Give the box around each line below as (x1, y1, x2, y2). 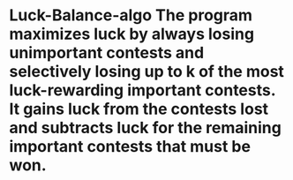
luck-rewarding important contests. (9, 80, 276, 101)
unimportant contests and (9, 43, 205, 63)
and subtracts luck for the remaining (9, 118, 282, 138)
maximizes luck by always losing (9, 24, 254, 44)
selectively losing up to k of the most (9, 62, 285, 82)
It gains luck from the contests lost (9, 99, 269, 119)
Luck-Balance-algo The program (9, 5, 253, 26)
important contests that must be (9, 137, 252, 157)
